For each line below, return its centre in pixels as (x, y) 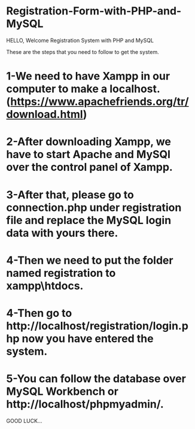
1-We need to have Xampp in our (88, 76)
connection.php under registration (94, 207)
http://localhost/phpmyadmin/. (85, 404)
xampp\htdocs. (45, 286)
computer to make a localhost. (83, 89)
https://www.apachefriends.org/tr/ (100, 102)
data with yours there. (62, 233)
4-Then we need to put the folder (90, 260)
